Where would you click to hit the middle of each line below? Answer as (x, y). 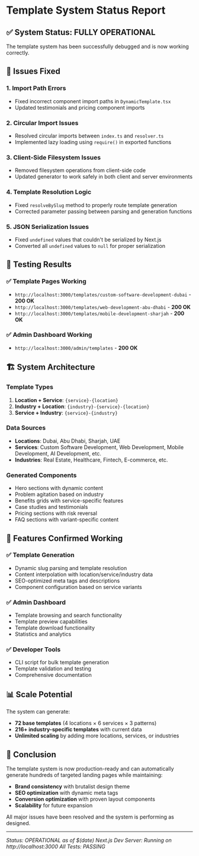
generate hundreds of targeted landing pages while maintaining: (84, 775)
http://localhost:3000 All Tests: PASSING (56, 847)
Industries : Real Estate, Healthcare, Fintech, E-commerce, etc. (91, 460)
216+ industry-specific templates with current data (78, 730)
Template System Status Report (86, 10)
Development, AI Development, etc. (58, 453)
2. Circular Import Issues (42, 123)
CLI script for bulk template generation (62, 663)
